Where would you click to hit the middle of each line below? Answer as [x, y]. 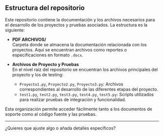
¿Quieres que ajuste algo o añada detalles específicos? [61, 128]
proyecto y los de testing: [38, 74]
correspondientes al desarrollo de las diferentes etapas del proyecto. [89, 89]
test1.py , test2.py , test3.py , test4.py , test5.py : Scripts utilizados [87, 94]
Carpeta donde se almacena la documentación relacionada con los [79, 44]
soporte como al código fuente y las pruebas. [51, 114]
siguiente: [15, 30]
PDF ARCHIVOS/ [29, 39]
